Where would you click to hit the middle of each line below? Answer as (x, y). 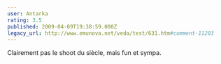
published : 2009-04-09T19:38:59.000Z (62, 26)
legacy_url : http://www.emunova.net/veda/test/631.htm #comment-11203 (111, 33)
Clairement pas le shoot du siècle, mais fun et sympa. (85, 53)
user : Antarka (28, 14)
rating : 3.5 (24, 20)
